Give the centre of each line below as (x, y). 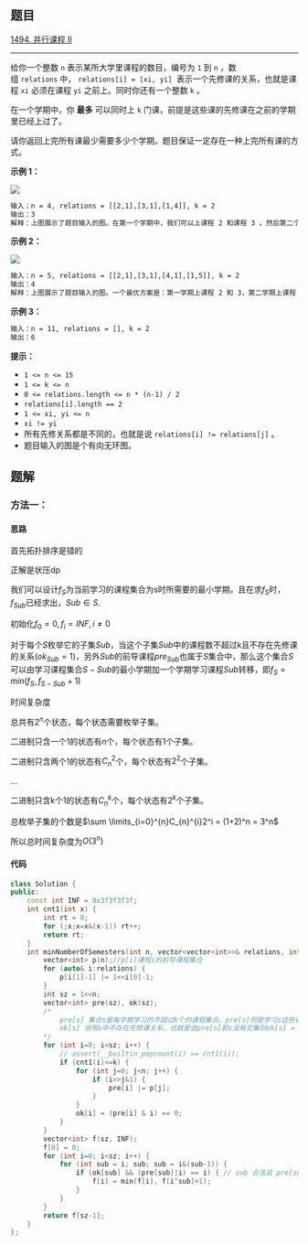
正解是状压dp (36, 570)
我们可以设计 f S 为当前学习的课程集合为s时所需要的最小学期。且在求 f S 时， (148, 590)
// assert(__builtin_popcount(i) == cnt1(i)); (149, 1054)
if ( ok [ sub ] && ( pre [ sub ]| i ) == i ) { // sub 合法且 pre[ (184, 1173)
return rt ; (64, 935)
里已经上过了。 (38, 121)
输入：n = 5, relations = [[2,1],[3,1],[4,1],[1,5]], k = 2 (125, 276)
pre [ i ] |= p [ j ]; (139, 1088)
